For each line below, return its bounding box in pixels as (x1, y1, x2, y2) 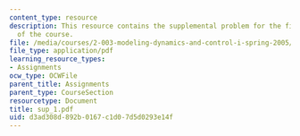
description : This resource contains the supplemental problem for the (9, 21, 281, 30)
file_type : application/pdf (9, 47, 114, 55)
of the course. (17, 30, 74, 38)
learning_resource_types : (9, 55, 105, 64)
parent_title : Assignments (9, 80, 110, 89)
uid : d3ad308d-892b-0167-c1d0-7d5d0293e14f (9, 113, 174, 122)
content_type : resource (9, 13, 98, 22)
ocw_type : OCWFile (9, 72, 78, 81)
